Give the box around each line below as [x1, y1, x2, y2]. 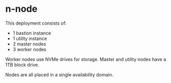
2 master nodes [12, 40, 46, 47]
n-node [5, 3, 37, 15]
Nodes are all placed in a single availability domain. [5, 71, 113, 77]
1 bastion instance [12, 30, 51, 36]
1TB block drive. [5, 61, 40, 68]
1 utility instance [12, 35, 47, 42]
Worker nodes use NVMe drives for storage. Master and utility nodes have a [5, 56, 166, 62]
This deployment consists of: [5, 20, 67, 26]
